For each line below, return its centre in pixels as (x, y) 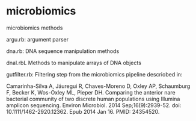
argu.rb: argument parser (38, 39)
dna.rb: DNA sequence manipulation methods (63, 51)
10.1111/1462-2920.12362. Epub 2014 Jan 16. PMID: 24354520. (83, 111)
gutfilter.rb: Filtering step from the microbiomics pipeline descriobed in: (94, 74)
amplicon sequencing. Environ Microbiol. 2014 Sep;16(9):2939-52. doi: (94, 105)
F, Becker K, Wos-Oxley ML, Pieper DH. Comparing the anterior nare (91, 92)
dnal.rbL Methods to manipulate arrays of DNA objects (74, 63)
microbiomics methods (35, 28)
